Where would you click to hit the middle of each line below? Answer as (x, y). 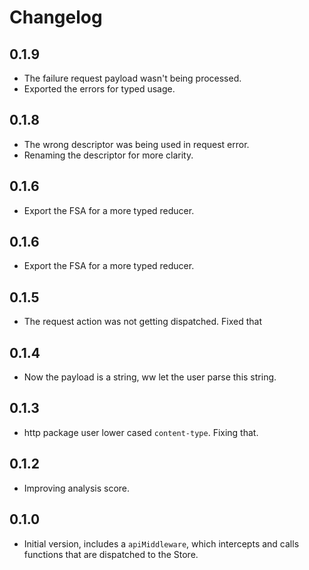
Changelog (56, 17)
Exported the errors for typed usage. (99, 89)
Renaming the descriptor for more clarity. (108, 155)
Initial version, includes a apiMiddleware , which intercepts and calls (161, 543)
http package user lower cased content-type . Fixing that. (141, 432)
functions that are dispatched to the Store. (111, 554)
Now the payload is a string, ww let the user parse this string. (150, 377)
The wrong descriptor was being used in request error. (136, 144)
